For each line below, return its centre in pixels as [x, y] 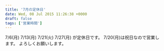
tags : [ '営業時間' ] [24, 23]
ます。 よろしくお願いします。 [36, 44]
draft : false [19, 18]
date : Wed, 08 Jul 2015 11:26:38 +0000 [46, 14]
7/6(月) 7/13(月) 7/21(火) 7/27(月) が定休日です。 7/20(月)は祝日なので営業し [82, 37]
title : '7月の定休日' [25, 9]
